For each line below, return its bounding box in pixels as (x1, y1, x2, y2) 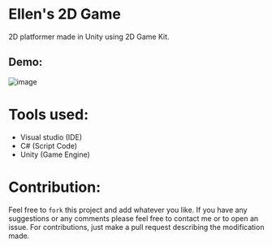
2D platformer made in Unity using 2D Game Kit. (8, 32, 170, 41)
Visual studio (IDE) (19, 132, 83, 142)
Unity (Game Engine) (19, 149, 91, 159)
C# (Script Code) (19, 141, 78, 150)
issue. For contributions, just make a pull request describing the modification (8, 222, 265, 232)
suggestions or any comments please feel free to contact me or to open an (8, 213, 259, 223)
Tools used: (8, 105, 89, 123)
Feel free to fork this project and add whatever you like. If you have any (8, 205, 248, 214)
